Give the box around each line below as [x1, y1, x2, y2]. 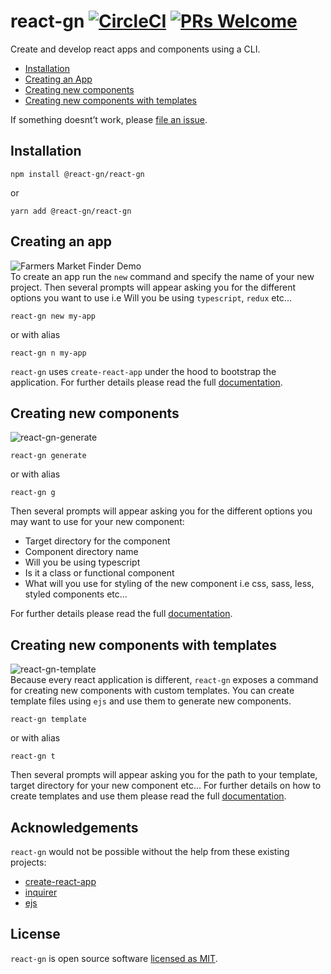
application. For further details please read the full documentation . [10, 376, 283, 388]
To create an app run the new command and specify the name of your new [10, 270, 315, 282]
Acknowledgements [10, 819, 139, 836]
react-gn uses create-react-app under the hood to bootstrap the [10, 365, 277, 377]
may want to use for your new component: [10, 516, 185, 528]
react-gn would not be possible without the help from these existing [10, 846, 290, 857]
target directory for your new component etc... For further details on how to [10, 780, 322, 792]
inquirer [24, 886, 58, 898]
